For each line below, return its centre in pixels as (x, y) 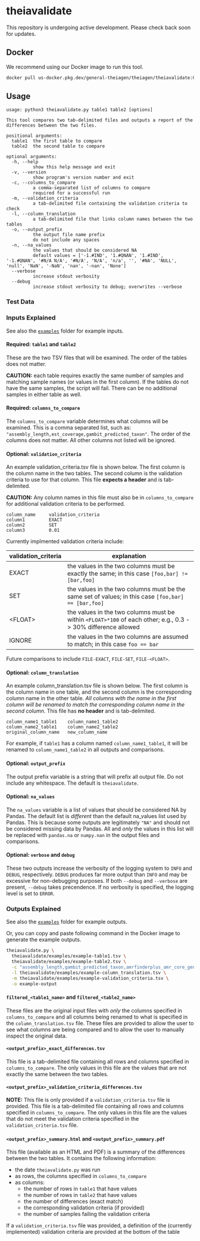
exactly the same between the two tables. (57, 1074)
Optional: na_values (31, 797)
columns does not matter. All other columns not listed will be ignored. (91, 440)
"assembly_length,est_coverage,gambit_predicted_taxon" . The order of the (98, 434)
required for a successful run (71, 193)
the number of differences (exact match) (74, 1201)
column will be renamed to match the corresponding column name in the (96, 705)
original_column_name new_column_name (57, 732)
